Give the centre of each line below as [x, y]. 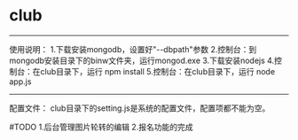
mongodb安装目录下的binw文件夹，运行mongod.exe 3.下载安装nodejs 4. [142, 60]
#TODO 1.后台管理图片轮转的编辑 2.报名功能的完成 [101, 127]
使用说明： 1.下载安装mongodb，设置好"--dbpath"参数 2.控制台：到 [133, 49]
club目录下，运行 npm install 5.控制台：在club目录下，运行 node [157, 71]
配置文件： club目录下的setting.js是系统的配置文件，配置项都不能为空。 [140, 108]
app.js [20, 82]
